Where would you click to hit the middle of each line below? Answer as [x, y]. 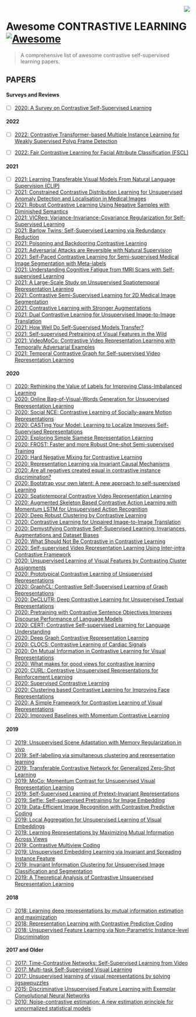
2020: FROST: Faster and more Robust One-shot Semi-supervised [94, 444]
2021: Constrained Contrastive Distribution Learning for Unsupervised [98, 192]
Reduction [27, 237]
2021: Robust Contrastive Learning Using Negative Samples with [92, 205]
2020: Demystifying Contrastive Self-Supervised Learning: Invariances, [100, 528]
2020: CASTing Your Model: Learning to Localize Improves [85, 425]
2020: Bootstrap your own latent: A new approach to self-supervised [97, 483]
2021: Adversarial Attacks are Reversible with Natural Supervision [93, 250]
